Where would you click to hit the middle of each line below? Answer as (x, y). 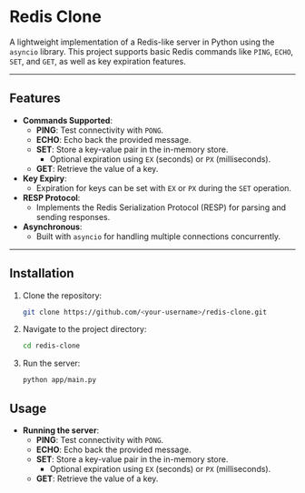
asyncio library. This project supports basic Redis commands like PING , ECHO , (151, 51)
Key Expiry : (44, 178)
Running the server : (61, 430)
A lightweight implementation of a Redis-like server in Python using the (142, 42)
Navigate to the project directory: (84, 329)
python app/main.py (59, 380)
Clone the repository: (62, 295)
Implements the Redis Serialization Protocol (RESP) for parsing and (161, 207)
